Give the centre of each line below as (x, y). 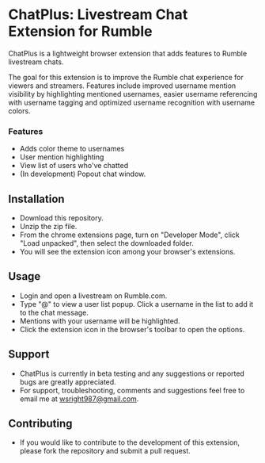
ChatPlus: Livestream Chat (98, 15)
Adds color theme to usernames (72, 149)
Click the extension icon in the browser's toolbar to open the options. (132, 329)
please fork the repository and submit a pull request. (105, 451)
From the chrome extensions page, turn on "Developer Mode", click (129, 235)
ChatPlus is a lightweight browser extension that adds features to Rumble (128, 53)
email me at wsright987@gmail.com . (79, 399)
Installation (36, 199)
